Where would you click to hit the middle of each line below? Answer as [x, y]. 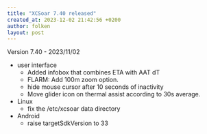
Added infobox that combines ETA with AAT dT [94, 72]
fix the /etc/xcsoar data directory [74, 109]
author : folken [29, 26]
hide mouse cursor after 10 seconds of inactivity [95, 87]
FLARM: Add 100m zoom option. [73, 80]
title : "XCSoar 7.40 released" [52, 13]
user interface [37, 65]
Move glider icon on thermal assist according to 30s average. [114, 94]
